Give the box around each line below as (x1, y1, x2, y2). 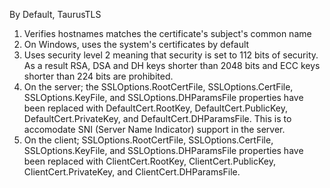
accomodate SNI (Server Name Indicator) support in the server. (23, 124, 286, 135)
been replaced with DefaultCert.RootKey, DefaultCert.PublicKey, (23, 102, 289, 114)
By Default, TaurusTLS (9, 9, 102, 20)
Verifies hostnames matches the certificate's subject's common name (23, 28, 312, 39)
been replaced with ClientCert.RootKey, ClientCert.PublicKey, (23, 155, 277, 167)
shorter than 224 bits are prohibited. (23, 70, 174, 82)
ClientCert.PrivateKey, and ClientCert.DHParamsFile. (23, 166, 241, 178)
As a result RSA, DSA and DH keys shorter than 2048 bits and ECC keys (23, 60, 321, 71)
